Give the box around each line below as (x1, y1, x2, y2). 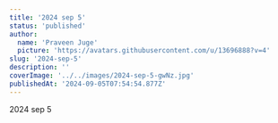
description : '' (9, 63, 70, 72)
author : (9, 29, 39, 38)
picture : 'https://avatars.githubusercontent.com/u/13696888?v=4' (17, 46, 271, 55)
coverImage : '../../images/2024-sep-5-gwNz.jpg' (9, 71, 195, 80)
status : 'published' (9, 21, 87, 30)
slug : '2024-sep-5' (9, 54, 83, 63)
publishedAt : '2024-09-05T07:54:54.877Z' (9, 79, 167, 88)
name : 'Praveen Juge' (17, 37, 99, 47)
